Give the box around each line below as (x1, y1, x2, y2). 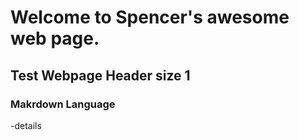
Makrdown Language (10, 97, 116, 111)
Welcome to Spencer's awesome (10, 6, 290, 29)
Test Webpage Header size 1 (10, 67, 191, 84)
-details (10, 119, 42, 131)
